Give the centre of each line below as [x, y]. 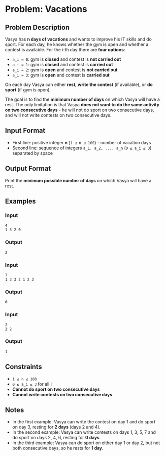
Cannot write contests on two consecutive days [62, 394]
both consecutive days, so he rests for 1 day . [58, 448]
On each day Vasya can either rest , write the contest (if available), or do [79, 84]
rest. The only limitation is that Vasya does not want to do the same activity [82, 104]
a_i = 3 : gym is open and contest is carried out [61, 75]
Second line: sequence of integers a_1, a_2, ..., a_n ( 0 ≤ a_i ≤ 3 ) [82, 148]
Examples [20, 201]
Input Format [25, 131]
